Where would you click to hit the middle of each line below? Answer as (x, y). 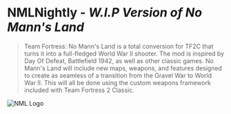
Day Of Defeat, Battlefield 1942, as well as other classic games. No (119, 60)
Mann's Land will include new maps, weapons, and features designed (123, 68)
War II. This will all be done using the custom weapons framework (118, 82)
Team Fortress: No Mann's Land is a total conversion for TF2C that (119, 46)
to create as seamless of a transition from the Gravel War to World (118, 75)
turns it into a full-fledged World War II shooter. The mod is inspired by (124, 54)
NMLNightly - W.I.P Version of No (104, 13)
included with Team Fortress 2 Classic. (79, 90)
